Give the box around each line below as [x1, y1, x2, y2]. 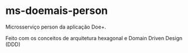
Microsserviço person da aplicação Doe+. [5, 23, 106, 30]
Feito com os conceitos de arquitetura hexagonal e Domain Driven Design [5, 34, 183, 41]
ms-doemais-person [5, 4, 109, 17]
